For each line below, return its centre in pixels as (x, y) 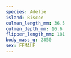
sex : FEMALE (20, 46)
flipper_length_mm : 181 (35, 34)
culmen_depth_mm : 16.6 (34, 29)
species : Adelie (26, 12)
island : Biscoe (25, 18)
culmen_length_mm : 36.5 (35, 23)
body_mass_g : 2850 (29, 40)
